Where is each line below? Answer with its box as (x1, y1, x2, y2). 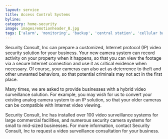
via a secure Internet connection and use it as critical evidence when (5, 61, 147, 66)
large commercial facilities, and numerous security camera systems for (5, 117, 151, 123)
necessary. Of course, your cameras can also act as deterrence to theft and (5, 66, 161, 72)
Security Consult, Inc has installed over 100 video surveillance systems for (5, 112, 158, 118)
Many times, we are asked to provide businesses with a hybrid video (5, 86, 146, 92)
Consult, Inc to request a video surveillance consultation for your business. (5, 128, 159, 133)
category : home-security (5, 21, 57, 27)
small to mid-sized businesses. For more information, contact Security (5, 122, 150, 128)
